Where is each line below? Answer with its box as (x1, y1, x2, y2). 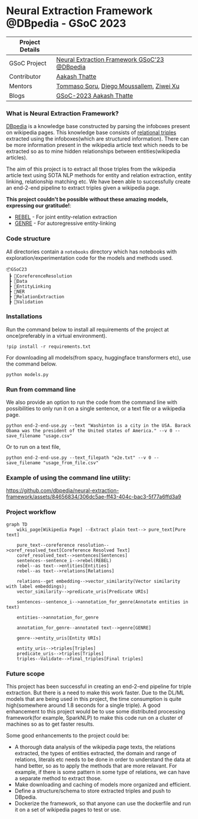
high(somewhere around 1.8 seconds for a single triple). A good (6, 701, 161, 709)
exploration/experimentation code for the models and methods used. (6, 254, 173, 261)
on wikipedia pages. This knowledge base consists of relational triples (6, 129, 177, 136)
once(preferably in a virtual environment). (6, 332, 107, 339)
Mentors (9, 81, 32, 90)
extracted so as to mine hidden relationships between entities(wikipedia (6, 148, 181, 155)
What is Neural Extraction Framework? (6, 109, 119, 118)
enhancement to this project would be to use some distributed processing (6, 708, 186, 715)
